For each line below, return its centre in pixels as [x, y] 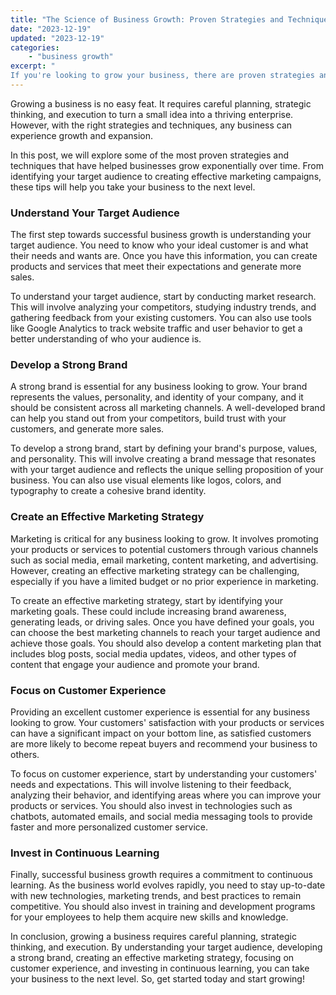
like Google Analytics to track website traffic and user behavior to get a [156, 328]
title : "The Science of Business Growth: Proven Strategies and [147, 19]
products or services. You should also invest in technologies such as [151, 806]
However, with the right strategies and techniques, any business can [151, 125]
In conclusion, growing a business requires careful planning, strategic [153, 937]
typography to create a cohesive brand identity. [108, 491]
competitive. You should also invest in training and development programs [163, 907]
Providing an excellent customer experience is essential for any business [160, 712]
